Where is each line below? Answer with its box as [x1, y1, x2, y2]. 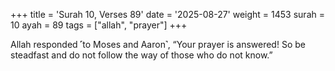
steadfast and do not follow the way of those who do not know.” [10, 49, 273, 61]
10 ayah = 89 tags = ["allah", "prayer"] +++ [10, 19, 188, 31]
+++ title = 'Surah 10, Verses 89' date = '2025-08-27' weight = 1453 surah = [10, 9, 325, 20]
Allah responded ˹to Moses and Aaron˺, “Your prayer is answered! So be [10, 39, 306, 50]
